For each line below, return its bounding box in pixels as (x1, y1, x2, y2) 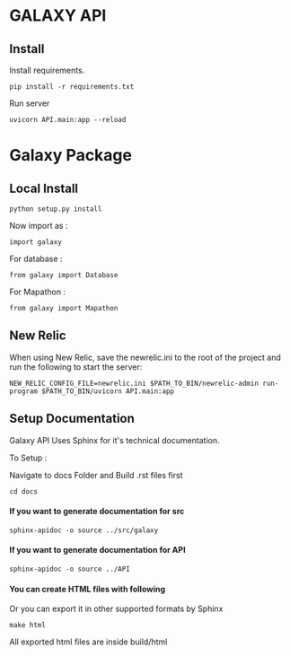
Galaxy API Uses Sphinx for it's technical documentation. (9, 434, 220, 445)
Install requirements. (9, 65, 85, 75)
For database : (9, 253, 63, 264)
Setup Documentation (9, 411, 135, 426)
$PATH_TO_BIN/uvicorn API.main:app (41, 387, 175, 396)
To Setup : (9, 452, 48, 463)
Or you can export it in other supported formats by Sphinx (9, 603, 224, 615)
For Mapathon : (9, 286, 66, 297)
